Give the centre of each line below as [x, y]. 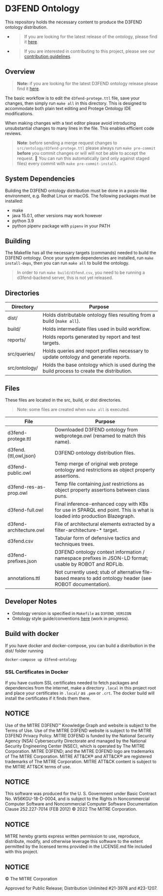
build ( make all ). [61, 321]
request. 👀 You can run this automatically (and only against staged [83, 158]
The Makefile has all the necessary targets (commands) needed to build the [81, 253]
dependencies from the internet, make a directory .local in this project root [81, 688]
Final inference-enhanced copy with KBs [101, 504]
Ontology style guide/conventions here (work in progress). [71, 618]
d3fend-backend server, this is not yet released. [65, 278]
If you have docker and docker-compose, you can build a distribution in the [80, 645]
